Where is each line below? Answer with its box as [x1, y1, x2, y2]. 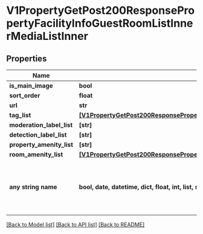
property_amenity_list [9, 140, 74, 149]
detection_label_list [9, 131, 67, 139]
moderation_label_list [9, 121, 73, 129]
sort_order [9, 91, 40, 100]
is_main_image [9, 82, 53, 89]
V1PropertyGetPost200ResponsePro [6, 4, 195, 18]
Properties [6, 53, 47, 63]
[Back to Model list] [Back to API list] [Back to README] [6, 221, 145, 228]
